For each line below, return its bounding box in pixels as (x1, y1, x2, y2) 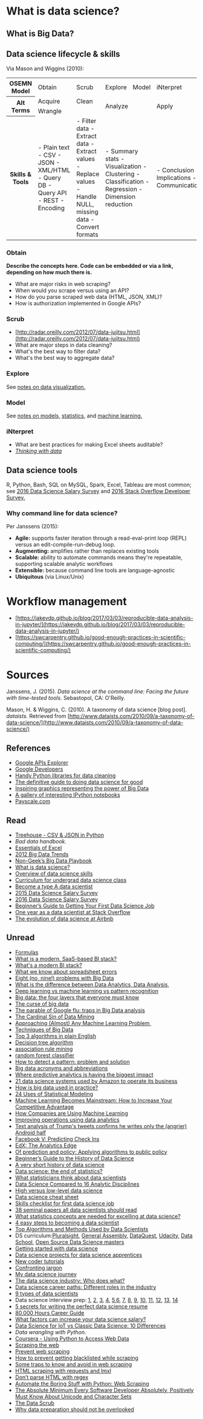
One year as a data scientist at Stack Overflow (14, 908, 131, 916)
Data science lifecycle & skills (6, 48, 120, 59)
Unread (6, 932, 35, 943)
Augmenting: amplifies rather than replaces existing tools (14, 547, 159, 555)
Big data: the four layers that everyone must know (14, 994, 140, 1001)
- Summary (105, 147, 138, 155)
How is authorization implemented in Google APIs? (14, 300, 141, 307)
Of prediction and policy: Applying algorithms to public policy (14, 1148, 167, 1155)
